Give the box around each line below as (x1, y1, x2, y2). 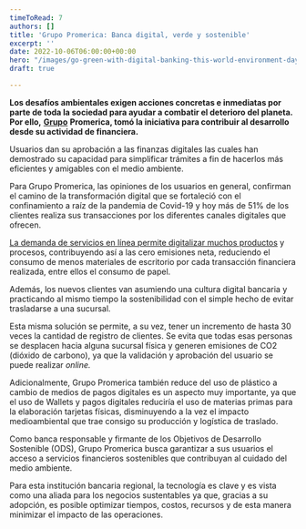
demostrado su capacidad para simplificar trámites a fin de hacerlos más (9, 153, 284, 164)
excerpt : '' (9, 38, 55, 48)
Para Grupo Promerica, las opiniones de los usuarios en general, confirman (9, 180, 291, 191)
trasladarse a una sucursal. (9, 302, 111, 314)
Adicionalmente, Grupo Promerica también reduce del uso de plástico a (9, 377, 278, 388)
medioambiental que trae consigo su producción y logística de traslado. (9, 415, 279, 426)
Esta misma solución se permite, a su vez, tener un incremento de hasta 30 (9, 320, 291, 331)
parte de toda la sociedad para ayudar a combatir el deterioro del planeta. (9, 107, 293, 117)
